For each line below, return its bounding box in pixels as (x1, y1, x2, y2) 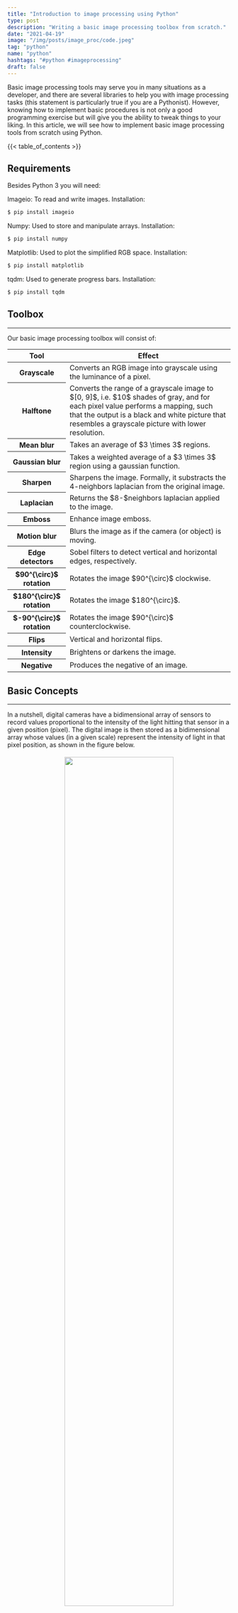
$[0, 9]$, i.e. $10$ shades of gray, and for (69, 392, 210, 402)
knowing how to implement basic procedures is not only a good (7, 105, 193, 114)
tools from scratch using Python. (7, 128, 103, 136)
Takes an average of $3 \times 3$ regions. (69, 440, 210, 450)
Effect (137, 350, 159, 360)
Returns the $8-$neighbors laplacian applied (69, 493, 220, 503)
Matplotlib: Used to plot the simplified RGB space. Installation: (7, 248, 188, 257)
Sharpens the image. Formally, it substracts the (69, 472, 227, 482)
